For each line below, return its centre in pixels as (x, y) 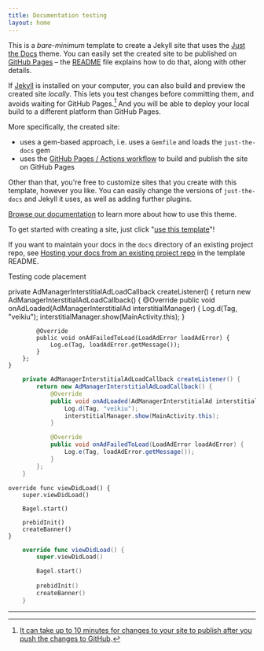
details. (20, 70)
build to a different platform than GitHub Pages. (84, 112)
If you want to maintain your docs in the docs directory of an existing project (131, 245)
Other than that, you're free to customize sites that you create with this (123, 182)
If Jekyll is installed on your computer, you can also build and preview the (127, 85)
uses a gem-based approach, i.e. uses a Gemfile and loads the (121, 142)
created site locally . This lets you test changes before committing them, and (131, 93)
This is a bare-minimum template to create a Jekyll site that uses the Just (127, 45)
